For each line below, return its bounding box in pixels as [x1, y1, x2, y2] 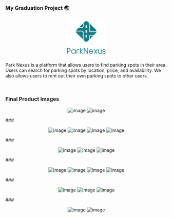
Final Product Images [5, 95, 60, 103]
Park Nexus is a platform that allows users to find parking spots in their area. [5, 62, 167, 68]
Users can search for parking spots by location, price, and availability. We [5, 67, 161, 73]
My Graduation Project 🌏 [5, 4, 69, 11]
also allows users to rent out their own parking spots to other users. [5, 73, 148, 79]
